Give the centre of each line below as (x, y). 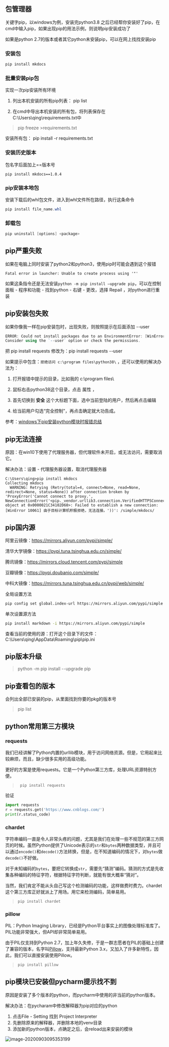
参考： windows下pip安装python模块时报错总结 (54, 422)
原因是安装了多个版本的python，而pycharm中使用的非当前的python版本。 (82, 995)
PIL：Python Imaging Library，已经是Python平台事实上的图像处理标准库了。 (84, 926)
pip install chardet (39, 901)
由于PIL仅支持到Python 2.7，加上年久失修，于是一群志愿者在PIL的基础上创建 (85, 943)
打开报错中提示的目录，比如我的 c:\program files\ (63, 379)
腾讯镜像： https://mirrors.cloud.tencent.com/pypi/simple (64, 562)
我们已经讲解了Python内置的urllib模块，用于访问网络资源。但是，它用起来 (82, 752)
